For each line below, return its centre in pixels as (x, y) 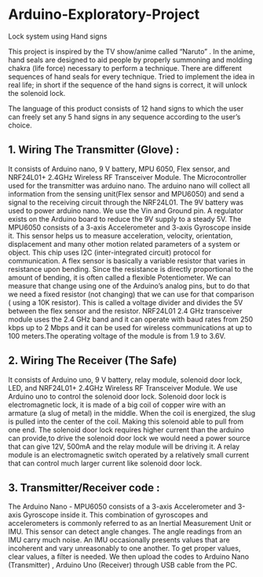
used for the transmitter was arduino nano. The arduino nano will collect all (129, 186)
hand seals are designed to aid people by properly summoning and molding (130, 60)
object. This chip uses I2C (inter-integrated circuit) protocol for (110, 252)
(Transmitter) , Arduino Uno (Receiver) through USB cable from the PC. (123, 565)
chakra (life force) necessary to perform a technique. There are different (125, 68)
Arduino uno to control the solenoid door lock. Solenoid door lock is (117, 396)
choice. (20, 125)
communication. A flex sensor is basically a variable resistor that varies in (127, 260)
